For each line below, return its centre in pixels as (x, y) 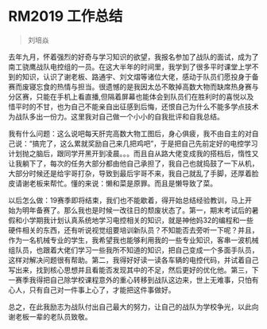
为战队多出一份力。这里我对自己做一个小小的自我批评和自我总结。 (116, 116)
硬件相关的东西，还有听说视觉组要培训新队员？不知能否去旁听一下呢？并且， (133, 230)
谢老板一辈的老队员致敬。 (50, 316)
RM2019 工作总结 (66, 16)
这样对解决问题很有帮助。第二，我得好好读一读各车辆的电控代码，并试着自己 (133, 260)
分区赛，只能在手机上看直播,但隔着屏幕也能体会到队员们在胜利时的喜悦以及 (131, 96)
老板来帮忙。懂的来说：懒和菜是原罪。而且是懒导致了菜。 (123, 183)
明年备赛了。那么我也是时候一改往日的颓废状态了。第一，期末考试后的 (137, 210)
